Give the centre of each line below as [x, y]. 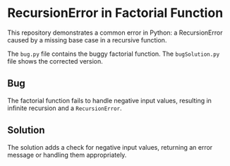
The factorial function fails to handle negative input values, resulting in [109, 100]
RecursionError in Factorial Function [115, 13]
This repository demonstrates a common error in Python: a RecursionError [115, 32]
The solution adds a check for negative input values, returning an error [110, 147]
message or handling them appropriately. [67, 155]
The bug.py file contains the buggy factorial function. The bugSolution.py [114, 54]
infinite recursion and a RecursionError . [65, 108]
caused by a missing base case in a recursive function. [87, 40]
